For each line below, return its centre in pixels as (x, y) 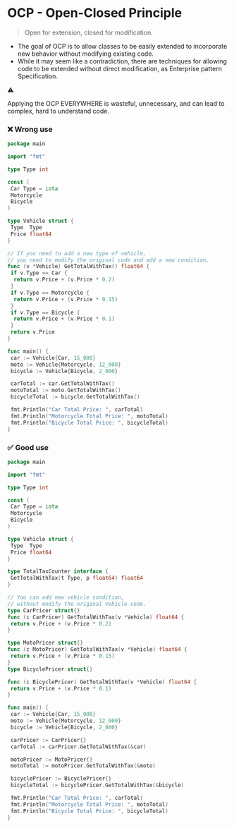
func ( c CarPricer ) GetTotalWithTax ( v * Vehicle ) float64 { (96, 617)
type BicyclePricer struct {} (50, 669)
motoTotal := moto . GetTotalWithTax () (66, 390)
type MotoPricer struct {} (45, 643)
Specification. (38, 76)
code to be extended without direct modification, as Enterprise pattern (119, 68)
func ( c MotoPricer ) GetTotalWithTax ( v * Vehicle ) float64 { (98, 650)
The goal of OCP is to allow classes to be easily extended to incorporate (122, 46)
